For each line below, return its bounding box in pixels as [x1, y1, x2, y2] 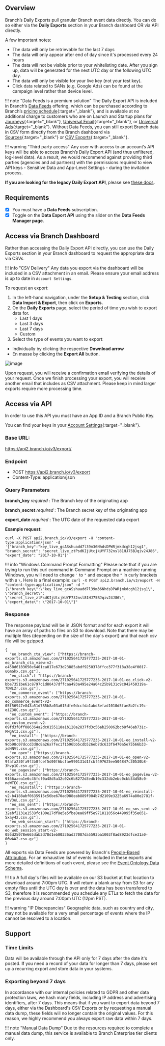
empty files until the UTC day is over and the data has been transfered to [5, 885, 152, 891]
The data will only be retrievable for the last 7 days [12, 46, 115, 52]
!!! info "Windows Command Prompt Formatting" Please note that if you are [5, 562, 157, 568]
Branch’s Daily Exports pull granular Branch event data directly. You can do [5, 17, 157, 23]
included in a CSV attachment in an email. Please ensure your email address [5, 270, 159, 276]
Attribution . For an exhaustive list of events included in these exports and [5, 854, 153, 860]
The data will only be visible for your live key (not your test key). [12, 78, 142, 83]
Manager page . [12, 218, 44, 223]
